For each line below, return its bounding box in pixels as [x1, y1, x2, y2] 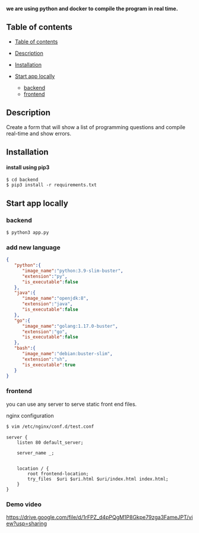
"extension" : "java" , [21, 301, 73, 307]
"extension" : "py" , [21, 273, 68, 279]
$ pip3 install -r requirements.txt [6, 182, 97, 188]
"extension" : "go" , [21, 328, 68, 335]
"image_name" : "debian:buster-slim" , [21, 351, 113, 357]
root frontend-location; [27, 471, 89, 476]
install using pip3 [6, 164, 50, 171]
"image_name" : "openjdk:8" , [21, 296, 89, 302]
